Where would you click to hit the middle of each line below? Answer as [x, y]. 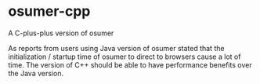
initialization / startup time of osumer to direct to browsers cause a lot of [125, 57]
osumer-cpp [49, 11]
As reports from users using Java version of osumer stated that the [116, 48]
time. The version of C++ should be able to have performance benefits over [130, 64]
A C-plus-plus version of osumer [61, 33]
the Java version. [36, 73]
